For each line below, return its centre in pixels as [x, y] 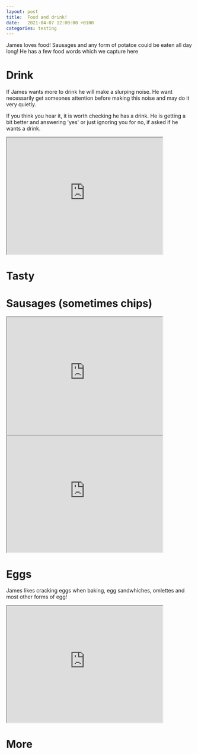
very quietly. [21, 104]
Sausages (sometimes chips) [79, 303]
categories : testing [32, 28]
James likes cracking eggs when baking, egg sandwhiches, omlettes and [95, 591]
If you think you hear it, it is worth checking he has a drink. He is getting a [96, 116]
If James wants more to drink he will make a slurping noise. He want [90, 92]
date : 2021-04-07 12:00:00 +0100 [50, 23]
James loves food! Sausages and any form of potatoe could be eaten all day [99, 45]
